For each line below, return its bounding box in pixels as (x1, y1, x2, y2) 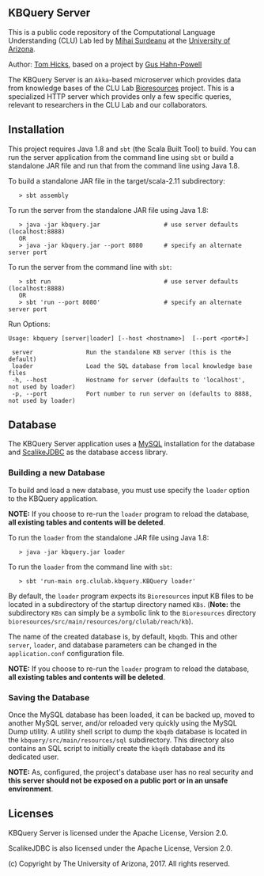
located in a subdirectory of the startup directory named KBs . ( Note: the (8, 599, 241, 609)
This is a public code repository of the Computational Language (8, 27, 216, 36)
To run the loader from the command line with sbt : (8, 562, 172, 571)
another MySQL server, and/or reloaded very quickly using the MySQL (8, 719, 237, 728)
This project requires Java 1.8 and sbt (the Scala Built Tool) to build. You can (8, 144, 257, 154)
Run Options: (8, 319, 51, 328)
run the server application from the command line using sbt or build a (8, 152, 235, 161)
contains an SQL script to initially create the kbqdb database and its (8, 744, 225, 753)
